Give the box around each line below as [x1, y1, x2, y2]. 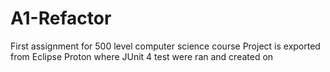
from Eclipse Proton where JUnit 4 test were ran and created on [10, 50, 274, 62]
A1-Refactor [10, 7, 112, 30]
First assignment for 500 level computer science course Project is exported [10, 40, 321, 52]
